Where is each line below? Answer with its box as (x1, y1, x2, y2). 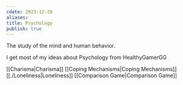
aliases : (6, 14, 28, 20)
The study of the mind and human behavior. (6, 42, 116, 49)
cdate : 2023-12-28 (6, 8, 53, 15)
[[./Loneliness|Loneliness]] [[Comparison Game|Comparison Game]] (6, 72, 178, 79)
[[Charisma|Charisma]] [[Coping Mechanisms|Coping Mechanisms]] (6, 66, 177, 73)
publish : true (6, 25, 42, 32)
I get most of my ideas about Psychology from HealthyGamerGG (6, 54, 167, 61)
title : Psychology (6, 20, 53, 26)
